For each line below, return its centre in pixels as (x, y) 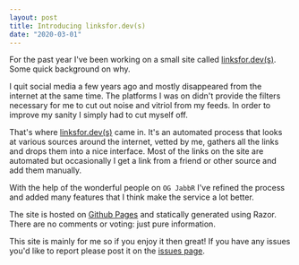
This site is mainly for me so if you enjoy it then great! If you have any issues (150, 242)
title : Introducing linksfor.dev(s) (77, 26)
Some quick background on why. (70, 69)
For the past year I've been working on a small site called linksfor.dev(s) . (143, 60)
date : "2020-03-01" (46, 34)
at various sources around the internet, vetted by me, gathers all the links (144, 142)
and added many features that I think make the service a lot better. (132, 197)
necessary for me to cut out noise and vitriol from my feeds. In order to (140, 106)
